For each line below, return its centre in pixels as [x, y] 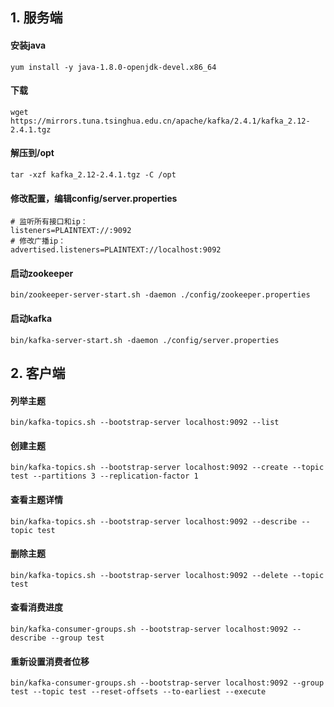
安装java [28, 45]
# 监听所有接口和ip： [49, 222]
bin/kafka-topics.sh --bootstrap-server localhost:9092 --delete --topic [167, 575]
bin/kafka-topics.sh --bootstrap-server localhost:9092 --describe [154, 521]
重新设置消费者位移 [50, 661]
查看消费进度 [36, 607]
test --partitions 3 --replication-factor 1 [104, 476]
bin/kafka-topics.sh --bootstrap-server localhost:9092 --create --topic [167, 468]
